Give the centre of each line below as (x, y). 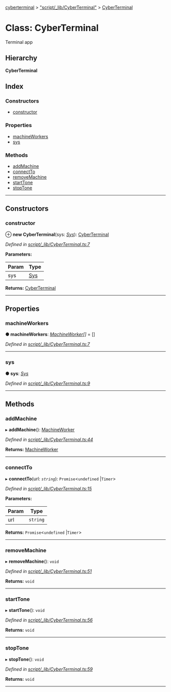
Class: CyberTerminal (52, 28)
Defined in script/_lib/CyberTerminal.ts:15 (49, 488)
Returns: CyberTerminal (31, 288)
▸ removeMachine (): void (32, 561)
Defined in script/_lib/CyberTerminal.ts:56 (49, 620)
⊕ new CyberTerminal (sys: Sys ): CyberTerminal (57, 234)
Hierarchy (21, 58)
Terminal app (19, 42)
